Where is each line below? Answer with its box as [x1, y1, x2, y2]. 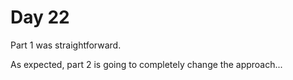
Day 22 [10, 6, 70, 29]
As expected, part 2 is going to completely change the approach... [10, 58, 283, 70]
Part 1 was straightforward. [10, 39, 122, 51]
